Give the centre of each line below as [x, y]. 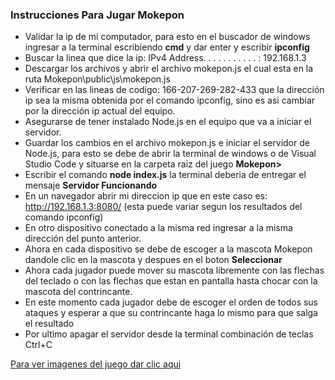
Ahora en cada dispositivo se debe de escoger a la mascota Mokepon [168, 249]
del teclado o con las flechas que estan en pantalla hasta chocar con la [171, 281]
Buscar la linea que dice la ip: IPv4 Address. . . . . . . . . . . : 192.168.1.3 [165, 58]
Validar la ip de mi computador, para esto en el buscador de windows [167, 37]
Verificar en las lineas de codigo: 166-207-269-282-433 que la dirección [174, 90]
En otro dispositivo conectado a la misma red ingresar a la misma [158, 228]
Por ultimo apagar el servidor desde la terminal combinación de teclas [169, 334]
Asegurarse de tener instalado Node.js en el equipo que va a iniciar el [168, 122]
